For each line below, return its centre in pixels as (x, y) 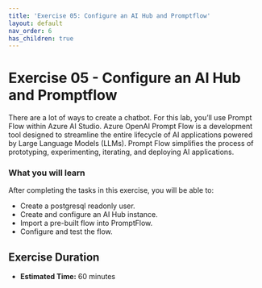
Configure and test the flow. (66, 232)
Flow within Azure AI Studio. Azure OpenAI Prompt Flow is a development (130, 127)
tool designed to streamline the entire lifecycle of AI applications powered (131, 135)
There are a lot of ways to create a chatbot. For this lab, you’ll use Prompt (130, 118)
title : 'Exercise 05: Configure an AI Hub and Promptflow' (110, 16)
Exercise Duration (54, 257)
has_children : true (41, 38)
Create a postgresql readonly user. (77, 206)
